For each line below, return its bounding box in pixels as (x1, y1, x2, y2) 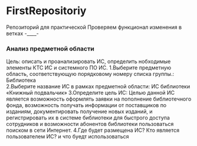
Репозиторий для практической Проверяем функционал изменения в (6, 24, 182, 31)
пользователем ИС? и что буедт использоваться (6, 133, 129, 140)
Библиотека (6, 77, 37, 84)
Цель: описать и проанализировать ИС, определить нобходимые (6, 58, 171, 65)
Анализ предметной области (6, 44, 94, 52)
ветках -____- (6, 29, 40, 36)
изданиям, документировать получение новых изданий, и (6, 108, 153, 115)
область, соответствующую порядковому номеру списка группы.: (6, 71, 175, 78)
